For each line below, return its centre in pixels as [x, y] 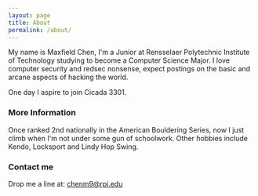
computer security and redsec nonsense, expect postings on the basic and [129, 69]
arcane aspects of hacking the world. [68, 77]
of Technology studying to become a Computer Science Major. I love [119, 60]
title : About [29, 23]
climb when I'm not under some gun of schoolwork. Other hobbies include [128, 138]
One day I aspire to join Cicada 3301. [67, 93]
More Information [42, 113]
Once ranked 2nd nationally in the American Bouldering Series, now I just [126, 129]
